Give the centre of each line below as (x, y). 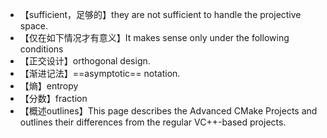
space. (33, 26)
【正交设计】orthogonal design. (85, 61)
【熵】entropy (49, 86)
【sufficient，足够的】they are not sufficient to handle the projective (160, 14)
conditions (41, 49)
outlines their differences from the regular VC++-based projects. (153, 122)
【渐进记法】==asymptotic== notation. (100, 73)
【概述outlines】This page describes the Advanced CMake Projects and (168, 111)
